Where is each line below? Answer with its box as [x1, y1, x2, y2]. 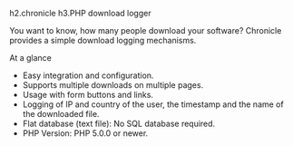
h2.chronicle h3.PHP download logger [9, 8, 151, 18]
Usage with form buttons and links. [22, 90, 154, 100]
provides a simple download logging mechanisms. [9, 35, 197, 45]
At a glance [9, 53, 52, 63]
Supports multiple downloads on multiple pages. [22, 80, 204, 90]
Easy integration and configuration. [22, 70, 154, 81]
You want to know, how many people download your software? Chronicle [9, 25, 282, 35]
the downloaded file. [22, 109, 100, 119]
